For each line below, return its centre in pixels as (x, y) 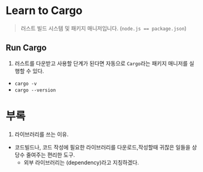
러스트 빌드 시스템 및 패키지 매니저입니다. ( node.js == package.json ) (104, 28)
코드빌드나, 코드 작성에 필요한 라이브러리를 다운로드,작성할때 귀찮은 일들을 (102, 147)
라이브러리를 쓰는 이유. (41, 134)
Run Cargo (26, 48)
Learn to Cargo (44, 11)
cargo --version (35, 90)
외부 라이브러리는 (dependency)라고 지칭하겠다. (81, 162)
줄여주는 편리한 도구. (51, 155)
